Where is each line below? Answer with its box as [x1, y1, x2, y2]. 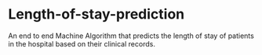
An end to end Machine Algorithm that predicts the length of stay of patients [8, 31, 255, 40]
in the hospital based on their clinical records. [8, 39, 155, 48]
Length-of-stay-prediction [8, 5, 185, 23]
